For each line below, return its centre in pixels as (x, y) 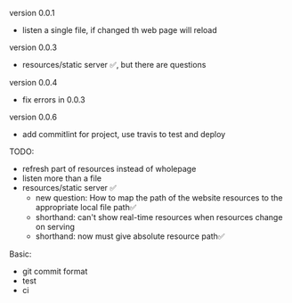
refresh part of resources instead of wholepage (109, 169)
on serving (55, 227)
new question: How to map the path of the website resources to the (159, 198)
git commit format (55, 271)
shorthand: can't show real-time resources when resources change (159, 217)
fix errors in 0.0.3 (54, 100)
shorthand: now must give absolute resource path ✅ (130, 236)
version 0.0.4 (33, 82)
